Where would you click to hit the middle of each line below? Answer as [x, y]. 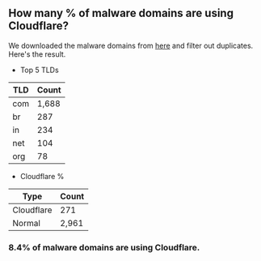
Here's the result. [37, 54]
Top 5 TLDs [39, 70]
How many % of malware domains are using [121, 13]
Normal [26, 223]
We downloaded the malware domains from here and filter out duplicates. [131, 45]
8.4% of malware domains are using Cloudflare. [104, 247]
